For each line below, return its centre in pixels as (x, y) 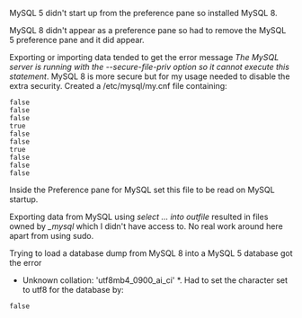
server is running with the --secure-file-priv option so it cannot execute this (150, 67)
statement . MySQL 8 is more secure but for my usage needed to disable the (150, 76)
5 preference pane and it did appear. (77, 40)
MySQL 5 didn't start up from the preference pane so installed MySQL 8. (143, 13)
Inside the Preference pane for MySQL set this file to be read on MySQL (142, 190)
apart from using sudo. (52, 236)
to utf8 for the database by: (73, 290)
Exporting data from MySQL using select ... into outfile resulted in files (139, 216)
